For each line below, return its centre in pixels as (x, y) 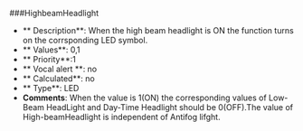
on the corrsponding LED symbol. (85, 40)
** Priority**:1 (49, 59)
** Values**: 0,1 (51, 50)
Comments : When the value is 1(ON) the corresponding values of (144, 98)
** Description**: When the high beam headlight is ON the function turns (158, 30)
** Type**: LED (51, 88)
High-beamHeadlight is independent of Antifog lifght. (121, 117)
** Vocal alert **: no (60, 69)
